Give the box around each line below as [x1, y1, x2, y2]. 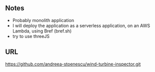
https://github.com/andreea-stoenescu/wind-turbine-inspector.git [5, 61, 141, 67]
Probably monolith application [12, 17, 74, 23]
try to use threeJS [12, 33, 50, 39]
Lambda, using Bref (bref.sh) [12, 27, 72, 34]
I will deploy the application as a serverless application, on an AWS [12, 22, 150, 28]
